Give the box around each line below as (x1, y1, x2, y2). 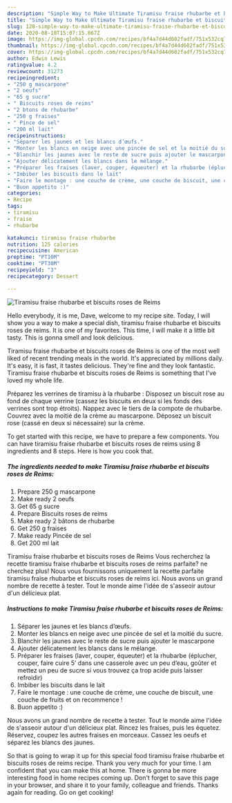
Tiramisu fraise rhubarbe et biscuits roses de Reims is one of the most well (7, 347, 220, 355)
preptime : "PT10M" (7, 253, 60, 261)
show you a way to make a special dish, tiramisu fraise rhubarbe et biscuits (7, 318, 221, 327)
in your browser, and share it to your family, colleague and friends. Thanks (7, 781, 219, 789)
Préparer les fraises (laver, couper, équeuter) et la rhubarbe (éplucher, (17, 651, 217, 659)
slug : (7, 23, 23, 30)
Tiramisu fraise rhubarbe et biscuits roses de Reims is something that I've (7, 369, 217, 377)
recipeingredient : (7, 74, 60, 81)
